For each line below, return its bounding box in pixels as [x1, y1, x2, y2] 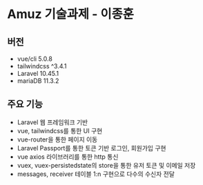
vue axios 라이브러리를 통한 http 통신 [17, 153, 119, 161]
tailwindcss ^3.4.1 [17, 62, 67, 70]
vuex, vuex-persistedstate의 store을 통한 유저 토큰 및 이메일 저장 [17, 161, 196, 169]
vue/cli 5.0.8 [17, 55, 53, 63]
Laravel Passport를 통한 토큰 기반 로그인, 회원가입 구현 [17, 144, 166, 152]
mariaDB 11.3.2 [17, 77, 59, 85]
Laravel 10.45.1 [17, 70, 59, 77]
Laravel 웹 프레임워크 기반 [17, 118, 88, 126]
